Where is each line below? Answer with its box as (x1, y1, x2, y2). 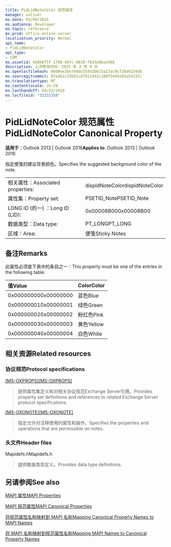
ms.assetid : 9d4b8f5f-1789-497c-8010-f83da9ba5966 (5, 60, 115, 65)
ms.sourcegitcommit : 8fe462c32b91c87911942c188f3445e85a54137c (5, 74, 142, 79)
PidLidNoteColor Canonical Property (5, 127, 163, 139)
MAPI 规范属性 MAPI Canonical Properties (5, 503, 92, 509)
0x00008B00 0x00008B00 (85, 207, 151, 214)
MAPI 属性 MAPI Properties (5, 492, 61, 498)
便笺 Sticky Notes (85, 230, 126, 237)
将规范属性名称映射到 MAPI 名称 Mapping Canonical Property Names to (5, 514, 154, 520)
